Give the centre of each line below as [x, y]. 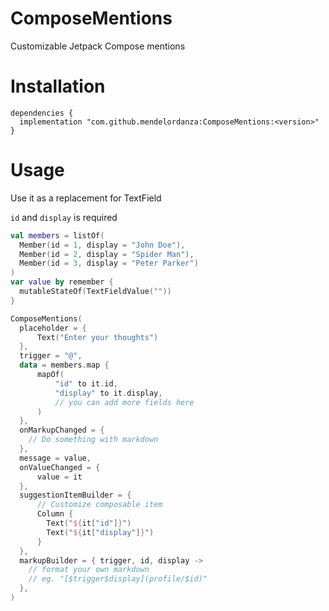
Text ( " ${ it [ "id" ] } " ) [89, 523]
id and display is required [64, 217]
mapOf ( [50, 375]
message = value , [55, 458]
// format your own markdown [89, 570]
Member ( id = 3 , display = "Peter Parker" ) [109, 263]
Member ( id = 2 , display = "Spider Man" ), [107, 254]
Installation [58, 86]
